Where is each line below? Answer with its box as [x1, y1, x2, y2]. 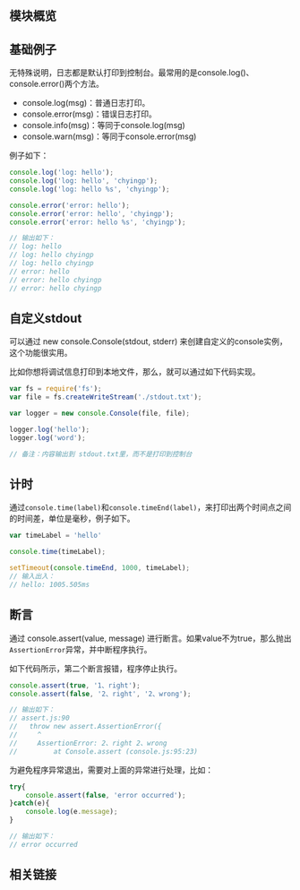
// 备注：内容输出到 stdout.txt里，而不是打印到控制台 [9, 449, 193, 459]
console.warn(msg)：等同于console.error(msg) [21, 131, 197, 142]
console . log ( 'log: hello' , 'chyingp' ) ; [9, 177, 159, 186]
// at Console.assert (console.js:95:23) [9, 747, 199, 756]
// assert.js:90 [9, 713, 70, 723]
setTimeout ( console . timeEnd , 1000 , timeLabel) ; [9, 564, 191, 573]
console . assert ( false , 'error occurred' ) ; [25, 791, 186, 799]
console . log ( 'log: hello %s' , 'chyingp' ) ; [9, 185, 170, 194]
